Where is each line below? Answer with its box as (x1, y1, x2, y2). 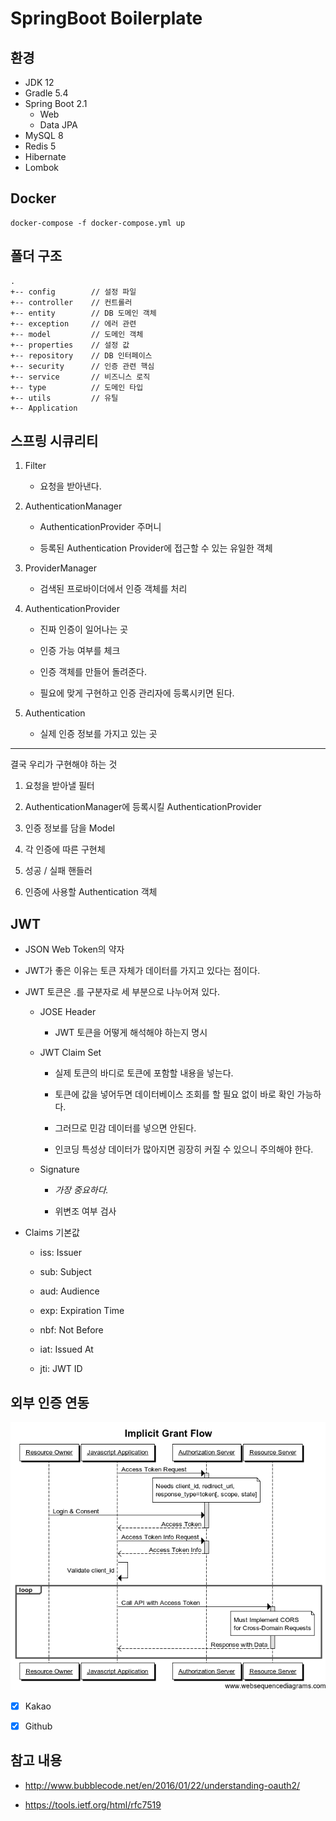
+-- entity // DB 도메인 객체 (10, 308, 157, 318)
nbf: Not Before (39, 1324, 104, 1336)
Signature (39, 1163, 80, 1176)
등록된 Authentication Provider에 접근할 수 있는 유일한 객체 (39, 542, 273, 554)
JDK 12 (24, 77, 55, 88)
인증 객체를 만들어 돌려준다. (39, 666, 147, 678)
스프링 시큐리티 (10, 433, 99, 450)
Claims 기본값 (24, 1227, 80, 1239)
